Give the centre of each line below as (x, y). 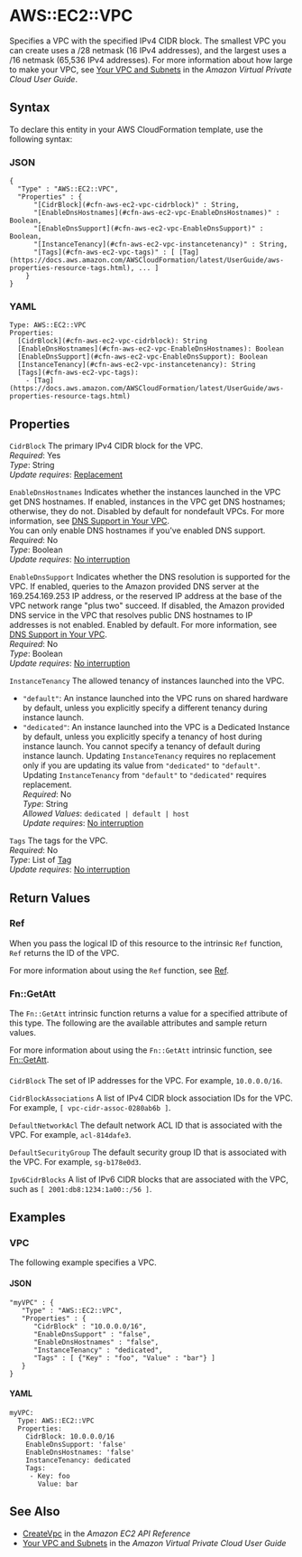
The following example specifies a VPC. (83, 1262)
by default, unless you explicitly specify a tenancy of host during (142, 736)
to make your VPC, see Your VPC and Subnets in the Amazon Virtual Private (151, 70)
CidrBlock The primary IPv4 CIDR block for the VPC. (106, 446)
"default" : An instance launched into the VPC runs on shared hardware (155, 699)
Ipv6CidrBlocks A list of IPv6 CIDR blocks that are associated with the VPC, (149, 1179)
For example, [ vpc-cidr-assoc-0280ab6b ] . (90, 1107)
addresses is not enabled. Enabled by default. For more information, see (143, 625)
